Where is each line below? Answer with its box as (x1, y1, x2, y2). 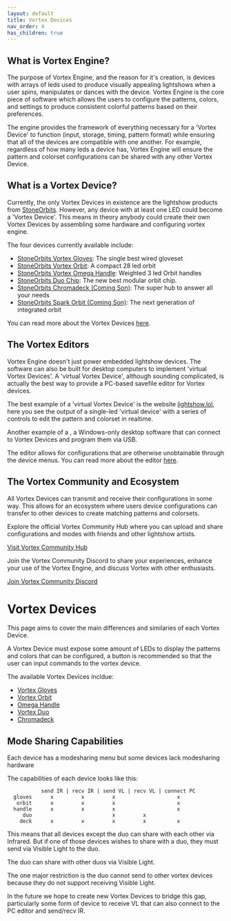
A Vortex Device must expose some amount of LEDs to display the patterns (7, 644, 221, 653)
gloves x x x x (13, 794, 181, 801)
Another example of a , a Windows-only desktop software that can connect (7, 428, 221, 436)
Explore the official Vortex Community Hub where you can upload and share (7, 522, 223, 531)
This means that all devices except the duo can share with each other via (7, 830, 215, 838)
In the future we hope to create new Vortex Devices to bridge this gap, (7, 892, 207, 900)
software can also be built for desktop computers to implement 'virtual (7, 364, 207, 373)
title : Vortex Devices (7, 17, 72, 23)
